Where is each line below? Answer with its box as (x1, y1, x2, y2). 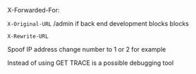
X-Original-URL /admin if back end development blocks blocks (7, 20, 189, 27)
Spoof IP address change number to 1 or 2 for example (7, 45, 166, 53)
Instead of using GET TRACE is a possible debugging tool (7, 59, 174, 67)
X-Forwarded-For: (7, 6, 60, 14)
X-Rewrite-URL (7, 33, 49, 40)
